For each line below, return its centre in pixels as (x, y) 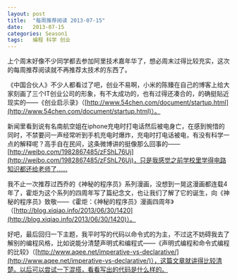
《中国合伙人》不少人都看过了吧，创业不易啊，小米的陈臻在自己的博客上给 (115, 85)
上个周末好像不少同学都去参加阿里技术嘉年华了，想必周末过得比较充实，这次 (119, 61)
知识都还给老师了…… (38, 169)
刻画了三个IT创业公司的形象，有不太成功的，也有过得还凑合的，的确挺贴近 (121, 94)
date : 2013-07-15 (36, 27)
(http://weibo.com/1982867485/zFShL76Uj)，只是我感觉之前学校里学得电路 (117, 160)
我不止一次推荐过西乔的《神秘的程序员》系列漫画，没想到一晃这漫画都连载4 (117, 184)
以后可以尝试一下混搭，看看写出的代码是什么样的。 (93, 269)
